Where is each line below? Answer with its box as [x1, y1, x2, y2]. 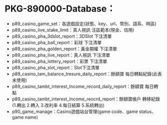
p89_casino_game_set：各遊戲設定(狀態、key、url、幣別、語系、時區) [11, 21, 157, 27]
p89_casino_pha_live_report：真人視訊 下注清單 [11, 52, 110, 58]
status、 [138, 108, 156, 114]
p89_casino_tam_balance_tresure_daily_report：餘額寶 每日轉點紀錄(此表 [11, 71, 162, 77]
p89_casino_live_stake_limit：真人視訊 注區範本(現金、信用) [11, 27, 134, 33]
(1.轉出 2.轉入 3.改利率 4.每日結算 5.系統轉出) [11, 102, 104, 108]
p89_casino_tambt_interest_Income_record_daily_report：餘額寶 [11, 83, 144, 89]
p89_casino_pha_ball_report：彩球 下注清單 [11, 39, 102, 45]
